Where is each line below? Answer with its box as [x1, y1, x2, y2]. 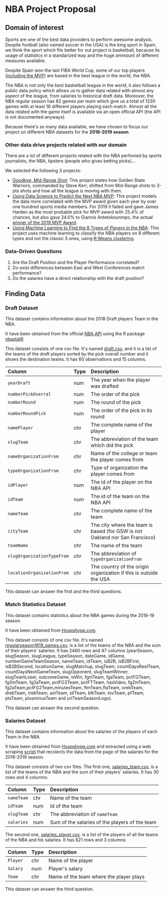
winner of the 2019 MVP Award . [12, 220, 78, 226]
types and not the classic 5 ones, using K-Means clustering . [12, 236, 135, 242]
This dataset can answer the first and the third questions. [5, 589, 122, 595]
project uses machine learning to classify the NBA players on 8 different [12, 230, 160, 236]
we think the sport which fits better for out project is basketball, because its [5, 47, 160, 53]
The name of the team [90, 542, 143, 549]
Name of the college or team [90, 450, 158, 457]
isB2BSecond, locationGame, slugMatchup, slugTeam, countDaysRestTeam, [5, 663, 161, 669]
